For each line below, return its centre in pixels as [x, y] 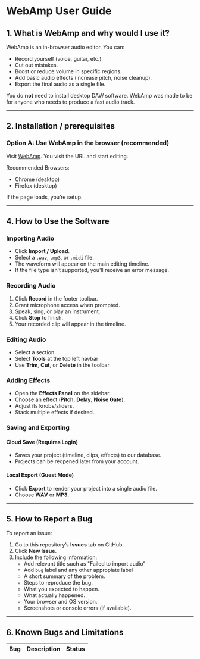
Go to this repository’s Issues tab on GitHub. [69, 545]
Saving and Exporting [38, 428]
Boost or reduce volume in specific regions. [68, 71]
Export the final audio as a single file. [60, 84]
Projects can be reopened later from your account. [77, 461]
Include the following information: [56, 557]
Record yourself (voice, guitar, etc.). [59, 59]
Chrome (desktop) [37, 179]
